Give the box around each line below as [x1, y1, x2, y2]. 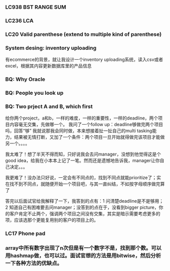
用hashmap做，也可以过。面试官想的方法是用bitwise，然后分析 [5, 252, 161, 259]
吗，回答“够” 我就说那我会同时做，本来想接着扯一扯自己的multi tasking [5, 128, 153, 134]
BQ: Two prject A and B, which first [5, 103, 93, 110]
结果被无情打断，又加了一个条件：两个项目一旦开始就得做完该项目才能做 [14, 134, 165, 140]
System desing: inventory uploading [5, 44, 97, 51]
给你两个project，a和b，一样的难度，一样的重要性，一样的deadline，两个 [5, 115, 158, 121]
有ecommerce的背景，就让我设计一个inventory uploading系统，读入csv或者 [5, 57, 163, 63]
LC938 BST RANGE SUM [5, 4, 67, 11]
